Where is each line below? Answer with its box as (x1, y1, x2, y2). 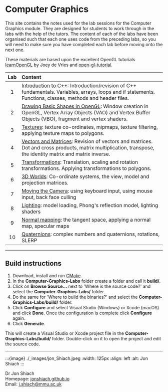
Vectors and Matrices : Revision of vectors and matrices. (21, 138, 153, 145)
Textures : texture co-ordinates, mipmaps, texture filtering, (21, 123, 158, 130)
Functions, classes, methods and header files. (21, 94, 129, 101)
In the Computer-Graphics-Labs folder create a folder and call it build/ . (12, 278, 161, 284)
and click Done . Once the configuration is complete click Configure (12, 310, 152, 316)
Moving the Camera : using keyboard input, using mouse (21, 187, 153, 194)
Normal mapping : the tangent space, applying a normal (21, 216, 151, 223)
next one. (5, 47, 25, 53)
